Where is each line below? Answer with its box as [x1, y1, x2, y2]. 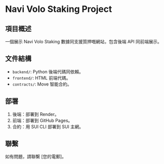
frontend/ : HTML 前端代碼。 [12, 75, 71, 81]
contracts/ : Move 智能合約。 [12, 81, 72, 87]
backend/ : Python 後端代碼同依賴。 [12, 69, 83, 75]
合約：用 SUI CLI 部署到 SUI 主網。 [12, 123, 83, 130]
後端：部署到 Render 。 [12, 111, 59, 117]
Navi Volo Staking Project [5, 3, 112, 15]
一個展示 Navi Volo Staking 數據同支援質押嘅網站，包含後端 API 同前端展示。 [5, 39, 162, 44]
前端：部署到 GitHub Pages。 [12, 117, 73, 123]
